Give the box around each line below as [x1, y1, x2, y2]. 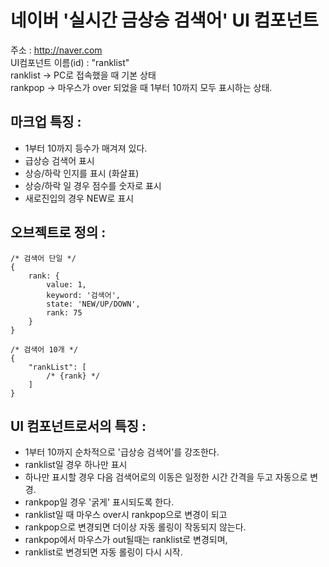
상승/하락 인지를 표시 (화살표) [24, 167, 140, 179]
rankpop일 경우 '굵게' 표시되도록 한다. [24, 496, 175, 508]
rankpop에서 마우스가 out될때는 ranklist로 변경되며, [24, 534, 228, 546]
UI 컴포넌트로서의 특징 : [10, 417, 147, 435]
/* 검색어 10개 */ [10, 344, 79, 355]
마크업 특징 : [10, 114, 82, 131]
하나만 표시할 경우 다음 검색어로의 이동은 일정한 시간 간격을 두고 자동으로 [24, 471, 308, 483]
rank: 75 [46, 307, 83, 318]
